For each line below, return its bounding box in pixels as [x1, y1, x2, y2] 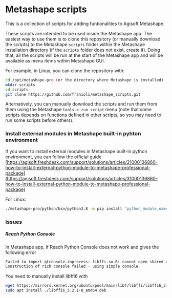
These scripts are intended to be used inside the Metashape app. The [5, 30, 153, 36]
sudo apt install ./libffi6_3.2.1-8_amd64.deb [5, 288, 106, 293]
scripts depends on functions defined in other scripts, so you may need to [5, 112, 162, 118]
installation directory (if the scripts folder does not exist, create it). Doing [5, 47, 160, 53]
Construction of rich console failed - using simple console [5, 264, 139, 269]
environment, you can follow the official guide [5, 154, 102, 160]
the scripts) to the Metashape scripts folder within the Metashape [5, 41, 145, 47]
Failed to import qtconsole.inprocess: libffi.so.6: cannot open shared [5, 259, 164, 264]
